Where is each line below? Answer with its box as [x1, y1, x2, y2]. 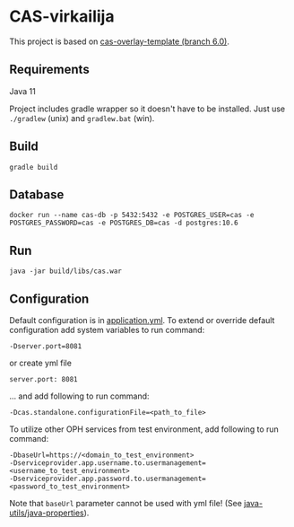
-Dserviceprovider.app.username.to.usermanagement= [9, 459, 206, 468]
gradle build [9, 162, 58, 171]
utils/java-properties [9, 507, 84, 518]
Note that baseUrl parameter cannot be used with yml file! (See [9, 498, 242, 508]
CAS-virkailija [9, 6, 115, 27]
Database [9, 187, 65, 202]
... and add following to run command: [9, 391, 150, 401]
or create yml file [9, 357, 72, 368]
